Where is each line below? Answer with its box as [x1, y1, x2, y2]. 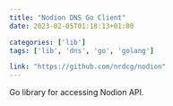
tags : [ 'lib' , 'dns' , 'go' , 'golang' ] [9, 46, 154, 55]
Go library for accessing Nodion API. [9, 87, 144, 98]
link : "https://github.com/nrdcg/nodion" [9, 62, 167, 72]
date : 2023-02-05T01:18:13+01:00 [9, 22, 134, 31]
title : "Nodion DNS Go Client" [9, 13, 126, 22]
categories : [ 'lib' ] [9, 38, 87, 47]
